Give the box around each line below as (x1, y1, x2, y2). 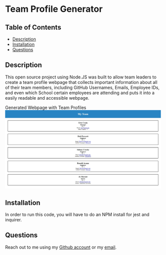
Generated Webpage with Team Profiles (5, 105, 86, 110)
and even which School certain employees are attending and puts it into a (5, 90, 155, 96)
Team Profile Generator (5, 3, 103, 15)
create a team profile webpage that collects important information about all (5, 79, 158, 85)
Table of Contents (5, 23, 62, 32)
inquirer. (5, 217, 22, 223)
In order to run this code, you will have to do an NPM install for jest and (5, 212, 150, 218)
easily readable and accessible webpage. (5, 95, 90, 101)
